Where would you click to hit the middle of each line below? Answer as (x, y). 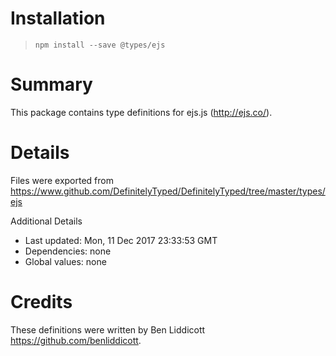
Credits (41, 302)
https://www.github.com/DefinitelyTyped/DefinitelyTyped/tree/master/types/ (168, 191)
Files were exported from (62, 180)
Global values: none (65, 261)
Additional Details (46, 221)
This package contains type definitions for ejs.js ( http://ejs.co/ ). (141, 112)
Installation (58, 18)
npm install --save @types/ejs (100, 45)
